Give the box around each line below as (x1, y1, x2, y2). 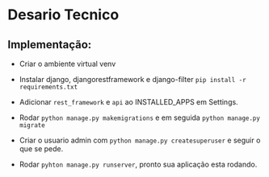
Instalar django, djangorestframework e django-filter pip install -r (19, 75, 247, 84)
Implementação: (7, 38, 92, 51)
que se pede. (19, 144, 64, 154)
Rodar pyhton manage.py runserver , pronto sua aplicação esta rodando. (19, 159, 258, 169)
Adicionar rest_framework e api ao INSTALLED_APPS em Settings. (19, 97, 239, 106)
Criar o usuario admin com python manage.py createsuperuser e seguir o (19, 135, 261, 145)
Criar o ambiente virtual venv (19, 59, 116, 68)
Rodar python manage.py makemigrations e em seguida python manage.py (19, 113, 260, 122)
